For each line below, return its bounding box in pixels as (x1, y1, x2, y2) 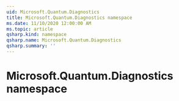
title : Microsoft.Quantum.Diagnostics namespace (6, 15, 133, 21)
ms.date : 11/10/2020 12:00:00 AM (6, 20, 92, 26)
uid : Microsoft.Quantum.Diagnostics (6, 9, 100, 15)
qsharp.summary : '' (6, 43, 56, 49)
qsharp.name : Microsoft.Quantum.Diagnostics (6, 37, 122, 43)
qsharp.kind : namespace (6, 32, 67, 38)
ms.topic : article (6, 26, 53, 32)
